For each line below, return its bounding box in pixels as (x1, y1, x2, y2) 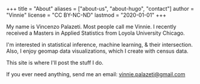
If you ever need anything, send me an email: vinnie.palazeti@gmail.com (6, 71, 186, 77)
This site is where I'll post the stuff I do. (6, 59, 104, 66)
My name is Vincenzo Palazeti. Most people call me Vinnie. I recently (6, 23, 177, 30)
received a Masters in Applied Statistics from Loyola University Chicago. (6, 29, 185, 37)
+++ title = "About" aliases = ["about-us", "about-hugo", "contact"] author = (6, 5, 194, 12)
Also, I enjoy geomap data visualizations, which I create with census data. (6, 47, 189, 55)
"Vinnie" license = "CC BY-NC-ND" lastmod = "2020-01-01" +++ (6, 11, 167, 19)
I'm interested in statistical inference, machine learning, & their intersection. (6, 41, 193, 48)
